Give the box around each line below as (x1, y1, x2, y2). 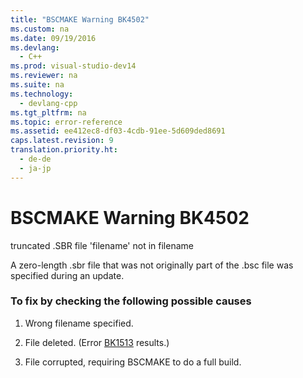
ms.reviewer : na (10, 71, 78, 81)
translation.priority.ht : (10, 145, 118, 155)
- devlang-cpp (19, 98, 78, 108)
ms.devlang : (10, 42, 60, 53)
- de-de (19, 154, 52, 164)
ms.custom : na (10, 24, 70, 34)
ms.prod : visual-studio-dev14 (10, 61, 137, 71)
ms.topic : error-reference (10, 117, 123, 127)
